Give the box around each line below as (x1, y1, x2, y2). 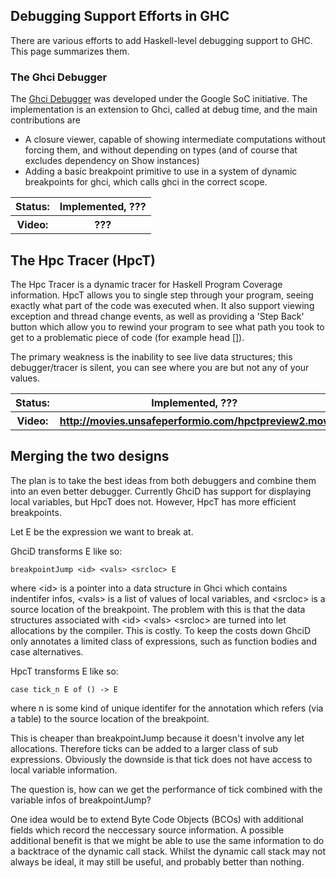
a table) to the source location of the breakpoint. (10, 712, 210, 724)
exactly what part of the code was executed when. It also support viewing (10, 299, 315, 311)
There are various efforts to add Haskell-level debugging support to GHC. (10, 34, 313, 46)
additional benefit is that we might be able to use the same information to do (10, 834, 325, 846)
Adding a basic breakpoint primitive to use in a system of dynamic (24, 165, 298, 178)
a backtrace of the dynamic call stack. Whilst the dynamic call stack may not (10, 845, 326, 857)
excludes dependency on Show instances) (24, 155, 200, 167)
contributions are (10, 114, 81, 126)
